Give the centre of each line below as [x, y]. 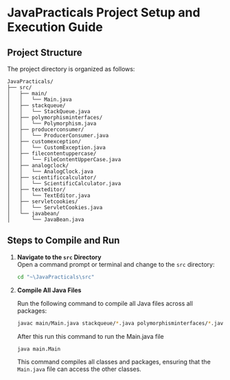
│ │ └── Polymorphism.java [52, 123]
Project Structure [45, 52]
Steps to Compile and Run [64, 240]
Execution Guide [55, 27]
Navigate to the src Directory [59, 257]
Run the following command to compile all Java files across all [105, 303]
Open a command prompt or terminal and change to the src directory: [116, 264]
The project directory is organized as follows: [71, 69]
